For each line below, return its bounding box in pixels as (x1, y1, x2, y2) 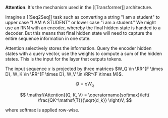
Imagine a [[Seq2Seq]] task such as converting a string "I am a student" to (5, 14, 160, 20)
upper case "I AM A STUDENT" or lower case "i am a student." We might (5, 20, 156, 25)
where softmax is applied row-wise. (5, 107, 80, 113)
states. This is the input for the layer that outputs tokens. (5, 56, 123, 62)
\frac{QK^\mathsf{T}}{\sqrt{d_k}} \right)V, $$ (37, 97, 132, 103)
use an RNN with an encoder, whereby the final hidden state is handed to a (5, 25, 161, 31)
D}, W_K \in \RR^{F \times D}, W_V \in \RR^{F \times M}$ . (5, 71, 123, 77)
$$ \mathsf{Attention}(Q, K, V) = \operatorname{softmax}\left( (20, 92, 150, 98)
